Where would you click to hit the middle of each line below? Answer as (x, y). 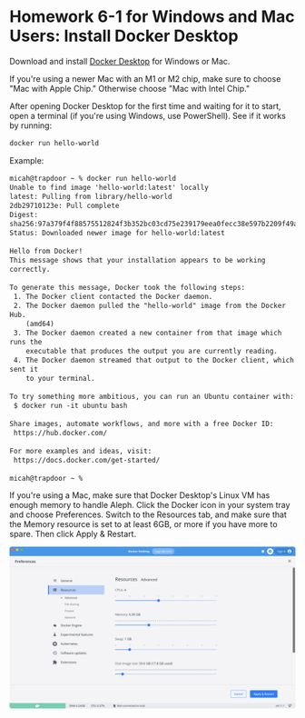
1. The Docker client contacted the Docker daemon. (113, 296)
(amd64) (40, 324)
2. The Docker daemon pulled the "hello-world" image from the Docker (149, 305)
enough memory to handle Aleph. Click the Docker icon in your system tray (150, 504)
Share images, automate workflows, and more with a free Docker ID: (142, 424)
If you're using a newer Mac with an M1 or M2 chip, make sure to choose (145, 78)
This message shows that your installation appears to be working (138, 260)
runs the (26, 342)
